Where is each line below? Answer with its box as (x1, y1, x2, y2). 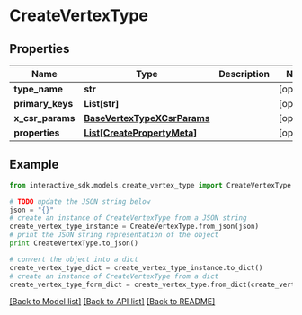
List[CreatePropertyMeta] (84, 127, 198, 139)
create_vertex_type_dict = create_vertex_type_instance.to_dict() (9, 263, 263, 272)
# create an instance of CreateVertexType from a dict (9, 271, 219, 281)
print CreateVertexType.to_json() (9, 239, 139, 248)
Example (9, 157, 59, 172)
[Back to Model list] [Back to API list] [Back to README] (9, 296, 216, 307)
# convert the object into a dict (9, 255, 139, 264)
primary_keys (13, 98, 74, 109)
